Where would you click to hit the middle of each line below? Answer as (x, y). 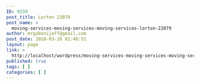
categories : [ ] (26, 72)
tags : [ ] (18, 67)
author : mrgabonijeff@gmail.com (46, 34)
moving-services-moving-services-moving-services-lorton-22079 (91, 28)
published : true (26, 61)
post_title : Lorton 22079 (38, 17)
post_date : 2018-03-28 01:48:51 (46, 39)
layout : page (22, 45)
